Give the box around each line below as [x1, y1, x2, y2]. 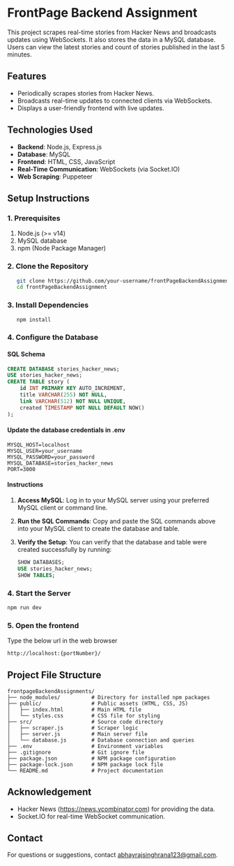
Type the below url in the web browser [7, 636, 118, 645]
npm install [16, 316, 52, 323]
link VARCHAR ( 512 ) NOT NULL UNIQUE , [19, 398, 127, 405]
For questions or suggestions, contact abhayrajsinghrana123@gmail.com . [7, 851, 218, 859]
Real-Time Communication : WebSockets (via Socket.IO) [17, 165, 180, 173]
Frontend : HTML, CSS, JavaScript [17, 157, 116, 165]
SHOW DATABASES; [17, 559, 65, 566]
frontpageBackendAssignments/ [7, 687, 95, 695]
